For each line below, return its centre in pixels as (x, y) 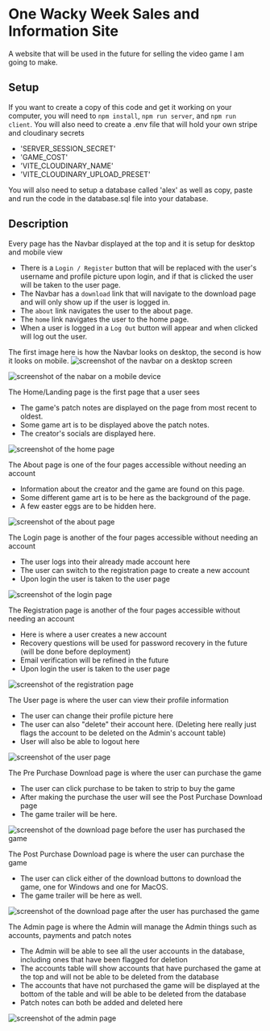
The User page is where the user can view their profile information (119, 700)
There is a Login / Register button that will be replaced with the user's (138, 267)
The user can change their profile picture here (96, 715)
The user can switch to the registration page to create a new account (135, 570)
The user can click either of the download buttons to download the (131, 878)
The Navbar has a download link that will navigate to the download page (138, 293)
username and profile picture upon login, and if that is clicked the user (137, 276)
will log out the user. (54, 336)
